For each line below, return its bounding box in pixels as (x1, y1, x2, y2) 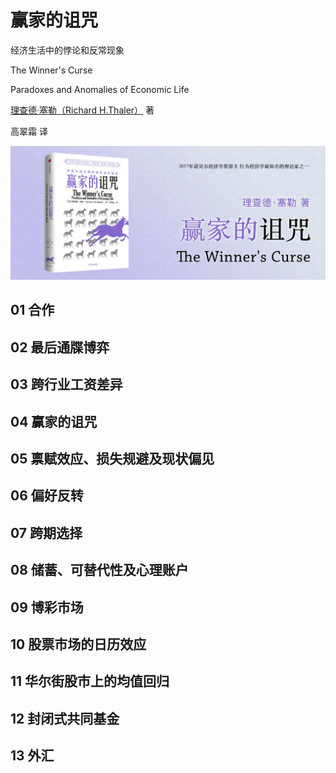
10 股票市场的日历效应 (10, 636, 147, 653)
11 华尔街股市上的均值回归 (10, 673, 170, 690)
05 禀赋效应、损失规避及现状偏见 (10, 450, 215, 467)
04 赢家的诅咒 (10, 413, 98, 430)
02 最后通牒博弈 (10, 339, 110, 356)
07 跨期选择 (10, 524, 83, 541)
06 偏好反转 (10, 487, 84, 505)
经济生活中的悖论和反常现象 (10, 44, 125, 56)
